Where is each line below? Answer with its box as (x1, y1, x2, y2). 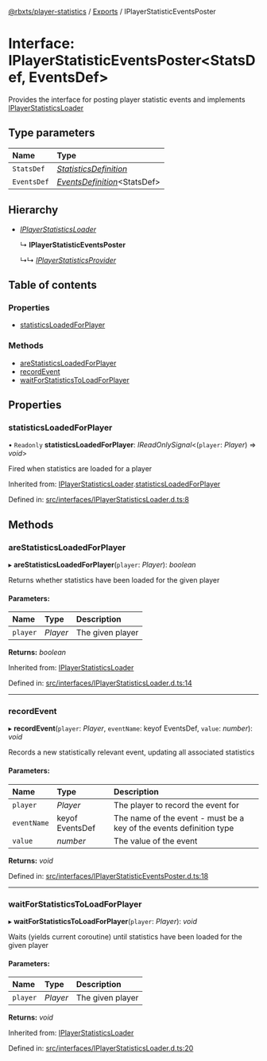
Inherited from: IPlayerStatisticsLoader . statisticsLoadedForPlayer (8, 479, 221, 489)
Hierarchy (8, 203, 59, 217)
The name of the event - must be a (114, 812, 245, 823)
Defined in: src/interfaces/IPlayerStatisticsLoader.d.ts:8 (8, 495, 189, 505)
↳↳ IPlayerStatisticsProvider (19, 255, 117, 265)
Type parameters (8, 127, 95, 140)
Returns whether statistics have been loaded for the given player (8, 575, 220, 584)
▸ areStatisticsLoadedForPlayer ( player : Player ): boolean (8, 560, 196, 569)
